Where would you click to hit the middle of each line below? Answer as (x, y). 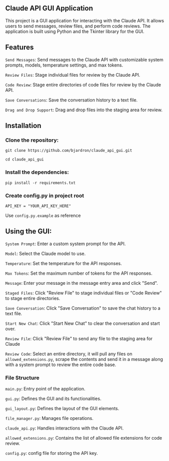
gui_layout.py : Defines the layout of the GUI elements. (62, 409)
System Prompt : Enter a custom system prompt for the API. (66, 244)
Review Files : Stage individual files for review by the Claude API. (73, 75)
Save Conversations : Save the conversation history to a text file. (72, 100)
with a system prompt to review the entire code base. (61, 365)
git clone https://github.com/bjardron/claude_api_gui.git (69, 151)
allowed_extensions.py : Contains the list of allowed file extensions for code (84, 438)
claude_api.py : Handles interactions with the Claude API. (65, 428)
